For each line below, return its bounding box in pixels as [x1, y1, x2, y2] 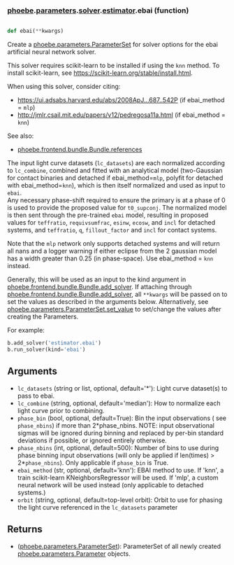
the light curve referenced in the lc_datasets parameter [17, 503, 178, 511]
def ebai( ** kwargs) [7, 27, 64, 35]
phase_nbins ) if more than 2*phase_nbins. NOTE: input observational [17, 421, 215, 429]
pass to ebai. [17, 391, 55, 400]
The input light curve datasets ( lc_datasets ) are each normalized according [7, 159, 225, 167]
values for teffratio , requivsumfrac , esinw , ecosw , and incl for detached [7, 218, 216, 227]
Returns [7, 524, 43, 536]
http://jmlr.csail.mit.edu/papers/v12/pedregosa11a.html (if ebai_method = [17, 111, 226, 119]
